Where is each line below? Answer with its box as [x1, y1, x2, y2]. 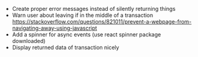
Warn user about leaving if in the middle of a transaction [12, 12, 154, 19]
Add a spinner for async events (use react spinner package [12, 31, 161, 38]
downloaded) [12, 38, 46, 44]
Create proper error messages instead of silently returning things [12, 5, 175, 12]
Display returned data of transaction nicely [12, 44, 119, 51]
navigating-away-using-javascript [12, 24, 97, 32]
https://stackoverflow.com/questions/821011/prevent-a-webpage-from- [12, 18, 192, 25]
